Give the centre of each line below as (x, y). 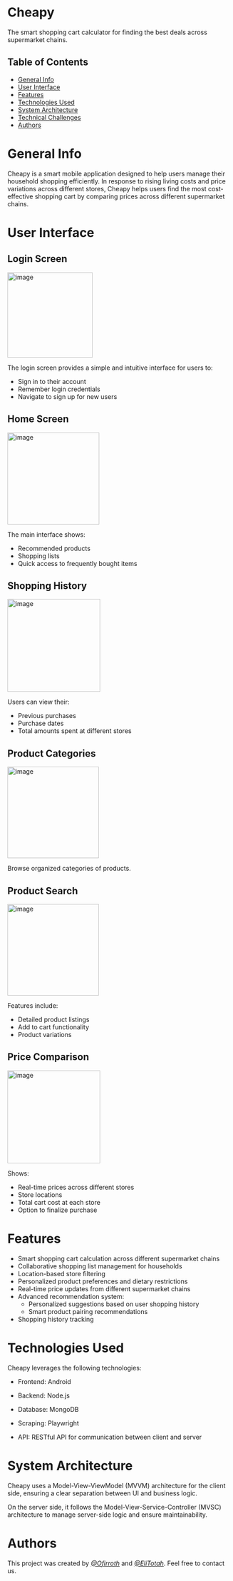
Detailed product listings (53, 1019)
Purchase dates (41, 723)
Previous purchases (47, 716)
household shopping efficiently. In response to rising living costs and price (116, 181)
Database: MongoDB (48, 1409)
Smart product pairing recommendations (88, 1311)
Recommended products (54, 548)
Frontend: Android (44, 1381)
